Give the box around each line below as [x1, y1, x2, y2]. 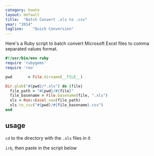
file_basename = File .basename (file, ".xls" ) [10, 93, 108, 98]
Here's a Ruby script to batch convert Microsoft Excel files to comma [5, 40, 149, 46]
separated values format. [5, 46, 58, 52]
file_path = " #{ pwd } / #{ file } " [10, 88, 74, 93]
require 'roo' [5, 65, 36, 70]
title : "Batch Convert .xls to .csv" [5, 17, 87, 22]
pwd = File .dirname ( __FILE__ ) [5, 74, 83, 80]
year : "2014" [5, 21, 33, 27]
